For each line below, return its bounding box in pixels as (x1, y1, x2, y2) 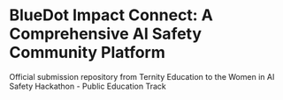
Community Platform (9, 43, 166, 62)
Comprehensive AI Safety (9, 24, 202, 44)
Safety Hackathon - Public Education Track (9, 81, 166, 91)
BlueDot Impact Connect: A (9, 5, 214, 25)
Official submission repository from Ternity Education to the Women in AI (9, 71, 275, 82)
